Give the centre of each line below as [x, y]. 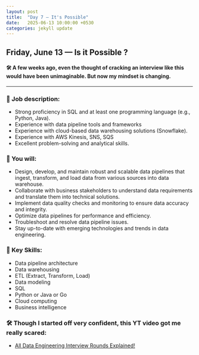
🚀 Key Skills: [24, 250]
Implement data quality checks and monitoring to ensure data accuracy [102, 203]
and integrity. [31, 210]
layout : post [22, 12]
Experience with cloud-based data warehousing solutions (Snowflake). [101, 131]
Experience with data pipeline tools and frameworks [78, 125]
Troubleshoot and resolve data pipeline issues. [72, 222]
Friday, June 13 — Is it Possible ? [67, 52]
